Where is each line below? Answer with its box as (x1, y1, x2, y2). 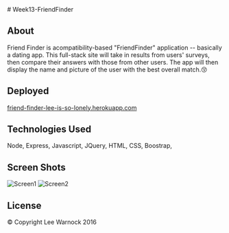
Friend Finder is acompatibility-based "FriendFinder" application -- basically (7, 43, 223, 52)
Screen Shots (7, 162, 67, 173)
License (7, 199, 42, 211)
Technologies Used (7, 124, 91, 135)
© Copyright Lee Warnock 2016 (7, 218, 97, 226)
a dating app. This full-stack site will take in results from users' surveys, (7, 50, 210, 59)
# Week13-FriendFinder (7, 5, 74, 13)
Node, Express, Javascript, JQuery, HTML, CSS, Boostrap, (7, 142, 173, 150)
